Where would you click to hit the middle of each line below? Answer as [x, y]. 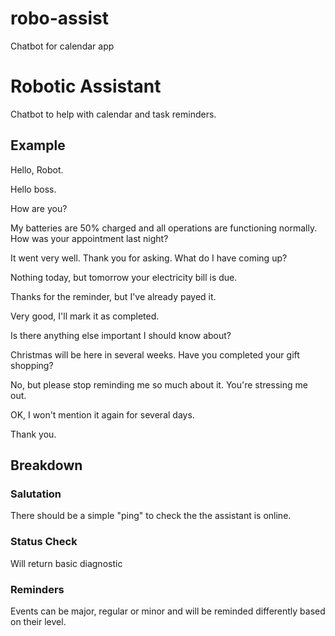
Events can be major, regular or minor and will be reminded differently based [168, 611]
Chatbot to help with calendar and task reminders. [113, 114]
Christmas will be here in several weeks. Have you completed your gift [155, 354]
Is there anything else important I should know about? [121, 335]
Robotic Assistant [86, 86]
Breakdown [46, 465]
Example [38, 145]
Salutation [36, 494]
